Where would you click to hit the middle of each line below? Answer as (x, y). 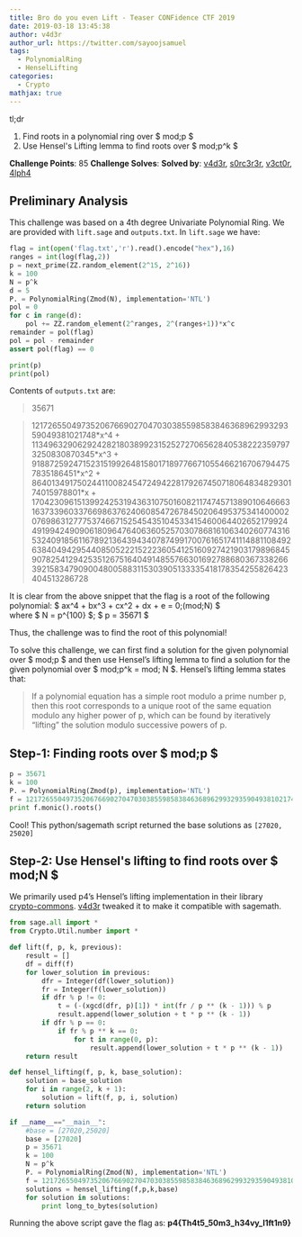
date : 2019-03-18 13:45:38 (60, 26)
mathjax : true (36, 93)
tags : (19, 51)
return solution (56, 1106)
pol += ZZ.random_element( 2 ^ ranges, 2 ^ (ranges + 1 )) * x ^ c (130, 324)
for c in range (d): (46, 316)
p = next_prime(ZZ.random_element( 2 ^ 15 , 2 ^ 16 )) (100, 266)
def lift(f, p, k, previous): (66, 948)
